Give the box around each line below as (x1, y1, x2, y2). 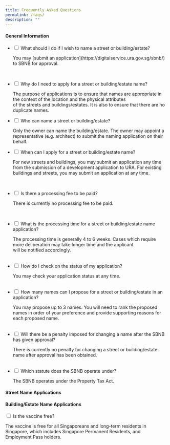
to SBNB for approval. (12, 60, 59, 67)
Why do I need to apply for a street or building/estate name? (20, 80, 147, 87)
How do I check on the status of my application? (20, 263, 122, 269)
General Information (5, 33, 50, 39)
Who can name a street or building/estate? (20, 117, 111, 123)
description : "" (5, 17, 40, 22)
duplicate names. (12, 107, 50, 113)
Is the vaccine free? (12, 413, 55, 419)
